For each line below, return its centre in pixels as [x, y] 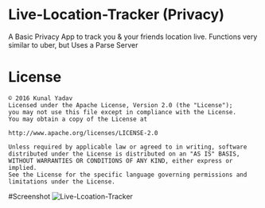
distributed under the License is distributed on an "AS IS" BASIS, [124, 154]
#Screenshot [29, 196]
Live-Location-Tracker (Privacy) [117, 15]
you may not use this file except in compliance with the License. [123, 112]
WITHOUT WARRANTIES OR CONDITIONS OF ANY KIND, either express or [121, 160]
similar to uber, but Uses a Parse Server [73, 44]
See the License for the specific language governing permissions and [128, 175]
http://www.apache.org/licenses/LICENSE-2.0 [83, 133]
